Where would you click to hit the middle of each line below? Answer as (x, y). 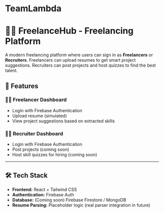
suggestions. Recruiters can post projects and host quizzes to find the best (81, 65)
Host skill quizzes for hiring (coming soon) (55, 155)
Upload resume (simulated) (40, 116)
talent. (11, 71)
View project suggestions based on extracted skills (63, 121)
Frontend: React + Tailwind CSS (44, 189)
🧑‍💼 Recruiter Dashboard (34, 134)
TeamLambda (33, 9)
